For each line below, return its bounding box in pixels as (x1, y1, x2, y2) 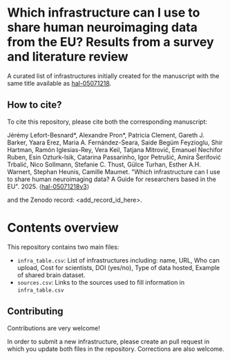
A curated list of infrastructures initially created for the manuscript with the (7, 71, 220, 80)
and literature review (7, 49, 129, 65)
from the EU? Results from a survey (7, 35, 214, 50)
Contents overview (7, 220, 119, 236)
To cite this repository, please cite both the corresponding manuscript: (7, 117, 208, 126)
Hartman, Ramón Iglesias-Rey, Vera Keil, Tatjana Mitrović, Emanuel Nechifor (7, 145, 223, 153)
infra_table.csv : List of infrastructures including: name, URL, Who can (17, 256, 220, 264)
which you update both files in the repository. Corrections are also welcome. (7, 344, 224, 353)
